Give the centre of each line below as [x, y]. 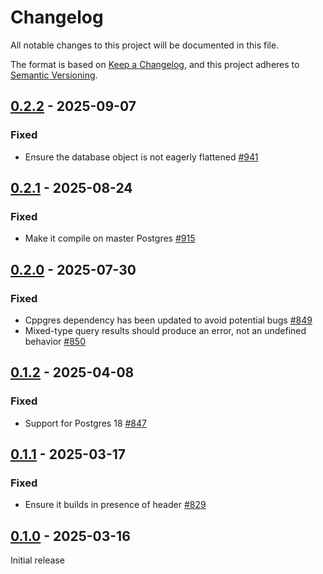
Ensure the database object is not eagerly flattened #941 [141, 157]
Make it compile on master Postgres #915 [110, 238]
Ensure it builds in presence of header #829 [115, 505]
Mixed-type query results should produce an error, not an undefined [165, 330]
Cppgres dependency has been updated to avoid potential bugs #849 [168, 320]
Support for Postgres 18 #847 [85, 423]
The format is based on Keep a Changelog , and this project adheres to [155, 64]
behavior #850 [55, 341]
